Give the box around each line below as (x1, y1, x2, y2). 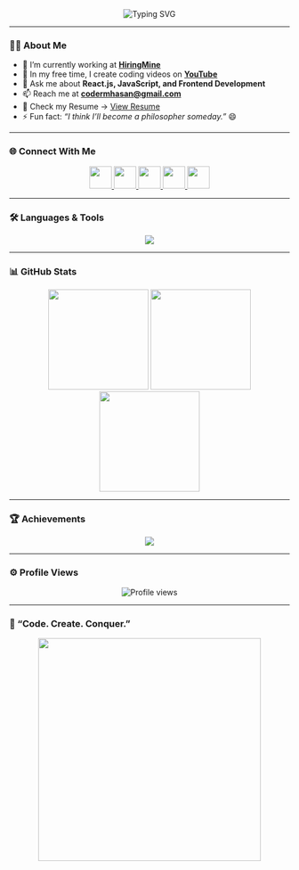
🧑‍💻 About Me (9, 39, 67, 52)
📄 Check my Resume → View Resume (21, 102, 160, 112)
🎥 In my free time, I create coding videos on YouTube (21, 69, 218, 79)
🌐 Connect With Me (9, 145, 96, 158)
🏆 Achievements (9, 513, 86, 525)
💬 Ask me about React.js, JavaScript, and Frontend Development (21, 78, 266, 89)
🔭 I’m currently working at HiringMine (21, 60, 161, 70)
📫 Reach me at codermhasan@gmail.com (21, 88, 182, 99)
